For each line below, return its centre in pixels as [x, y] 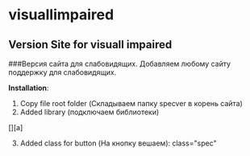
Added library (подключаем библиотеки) [90, 112]
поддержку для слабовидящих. [62, 72]
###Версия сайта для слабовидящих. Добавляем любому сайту [120, 64]
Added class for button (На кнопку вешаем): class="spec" [118, 143]
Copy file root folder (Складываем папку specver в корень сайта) [131, 103]
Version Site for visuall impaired [90, 45]
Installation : [29, 88]
